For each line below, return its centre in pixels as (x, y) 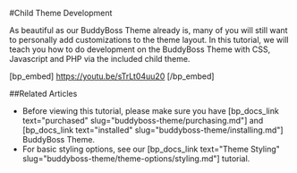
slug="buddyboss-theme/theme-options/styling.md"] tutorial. (136, 159)
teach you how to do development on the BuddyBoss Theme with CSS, (140, 49)
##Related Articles (43, 94)
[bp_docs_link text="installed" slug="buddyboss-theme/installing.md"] (153, 130)
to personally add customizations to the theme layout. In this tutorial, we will (149, 40)
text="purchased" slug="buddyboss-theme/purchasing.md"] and (143, 121)
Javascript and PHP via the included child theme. (100, 59)
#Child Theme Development (61, 13)
